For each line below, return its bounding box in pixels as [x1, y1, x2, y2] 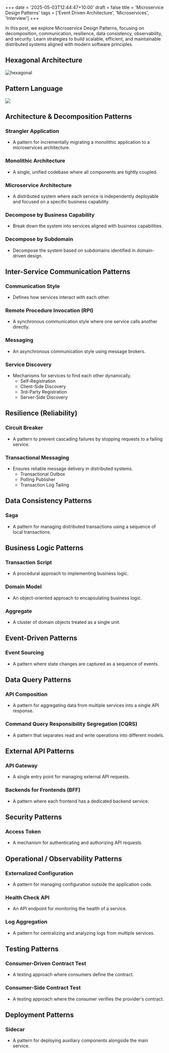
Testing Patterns [5, 945, 59, 954]
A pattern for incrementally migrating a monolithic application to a [12, 139, 150, 145]
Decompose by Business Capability [5, 211, 95, 218]
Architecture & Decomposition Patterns [5, 112, 132, 121]
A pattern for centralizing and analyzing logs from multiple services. [12, 930, 155, 936]
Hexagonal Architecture [5, 56, 83, 65]
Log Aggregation [5, 918, 48, 926]
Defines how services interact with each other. [12, 294, 110, 300]
